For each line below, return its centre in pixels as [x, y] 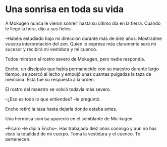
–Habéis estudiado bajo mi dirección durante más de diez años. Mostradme [84, 38]
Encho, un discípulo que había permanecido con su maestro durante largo [82, 69]
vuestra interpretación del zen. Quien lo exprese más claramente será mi [81, 43]
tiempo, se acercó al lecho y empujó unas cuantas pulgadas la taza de [78, 74]
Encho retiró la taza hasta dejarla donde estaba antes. [61, 109]
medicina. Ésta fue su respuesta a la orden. [50, 79]
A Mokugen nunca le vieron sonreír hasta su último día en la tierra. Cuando [83, 23]
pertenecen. [18, 139]
